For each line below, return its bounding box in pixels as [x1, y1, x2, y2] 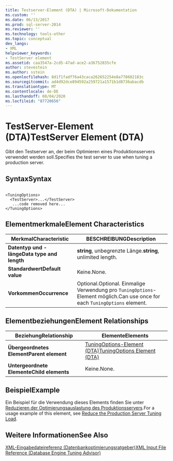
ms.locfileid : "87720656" [5, 98, 61, 103]
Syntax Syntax [5, 174, 52, 183]
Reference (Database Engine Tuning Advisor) [5, 450, 101, 456]
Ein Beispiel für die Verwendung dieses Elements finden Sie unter [5, 399, 144, 405]
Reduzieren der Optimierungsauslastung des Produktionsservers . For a [5, 405, 154, 411]
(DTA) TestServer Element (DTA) [5, 132, 144, 143]
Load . [5, 416, 18, 422]
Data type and [22, 250, 58, 257]
